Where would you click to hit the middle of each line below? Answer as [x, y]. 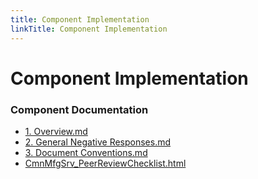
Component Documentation [79, 109]
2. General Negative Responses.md [98, 142]
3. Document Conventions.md [86, 152]
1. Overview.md [56, 131]
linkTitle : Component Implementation [89, 29]
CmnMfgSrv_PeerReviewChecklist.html [105, 163]
